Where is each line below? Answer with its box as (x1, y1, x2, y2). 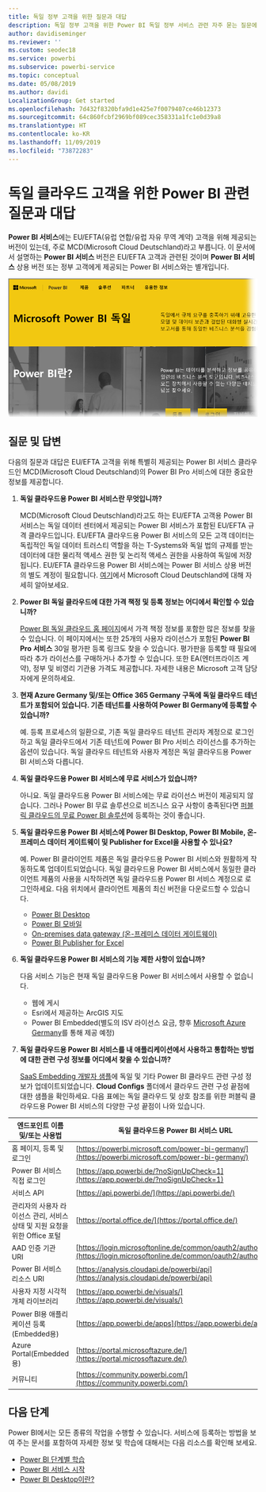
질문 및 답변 (8, 434, 62, 448)
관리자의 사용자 (11, 1201, 59, 1210)
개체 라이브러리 (11, 1297, 59, 1306)
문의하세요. (40, 673, 75, 683)
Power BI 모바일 (31, 919, 82, 929)
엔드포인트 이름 (17, 1120, 64, 1130)
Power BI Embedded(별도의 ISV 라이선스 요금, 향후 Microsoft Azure (31, 1018, 246, 1027)
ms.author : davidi (8, 88, 69, 96)
